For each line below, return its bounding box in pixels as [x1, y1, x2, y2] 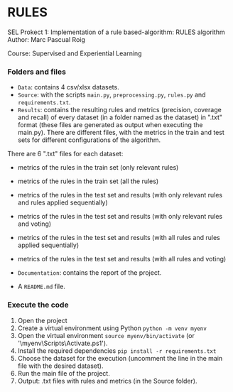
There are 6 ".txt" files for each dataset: [7, 150, 124, 158]
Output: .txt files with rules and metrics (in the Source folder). [17, 376, 197, 385]
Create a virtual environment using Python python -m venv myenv [17, 324, 207, 332]
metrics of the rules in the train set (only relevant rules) [17, 163, 179, 172]
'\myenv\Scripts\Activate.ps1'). [17, 339, 108, 347]
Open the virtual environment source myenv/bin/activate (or [17, 331, 195, 339]
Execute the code [7, 300, 69, 310]
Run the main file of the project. [17, 369, 110, 377]
